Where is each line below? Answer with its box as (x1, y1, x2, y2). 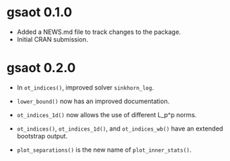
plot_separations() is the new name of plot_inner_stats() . (16, 145, 192, 154)
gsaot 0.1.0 (6, 4, 73, 20)
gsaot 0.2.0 (6, 60, 76, 76)
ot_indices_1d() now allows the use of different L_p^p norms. (16, 110, 197, 119)
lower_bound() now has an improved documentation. (16, 97, 170, 105)
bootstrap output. (16, 131, 68, 140)
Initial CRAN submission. (16, 35, 89, 43)
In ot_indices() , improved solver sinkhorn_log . (16, 83, 155, 92)
